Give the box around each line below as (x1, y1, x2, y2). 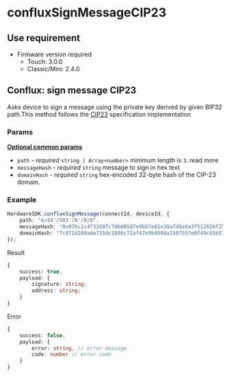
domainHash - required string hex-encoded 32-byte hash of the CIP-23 (16, 171, 216, 179)
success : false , (19, 332, 66, 339)
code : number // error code (31, 351, 112, 358)
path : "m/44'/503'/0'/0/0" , (19, 217, 99, 224)
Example (7, 195, 37, 205)
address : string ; (31, 287, 81, 294)
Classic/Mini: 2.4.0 (27, 65, 80, 73)
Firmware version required (16, 50, 92, 58)
